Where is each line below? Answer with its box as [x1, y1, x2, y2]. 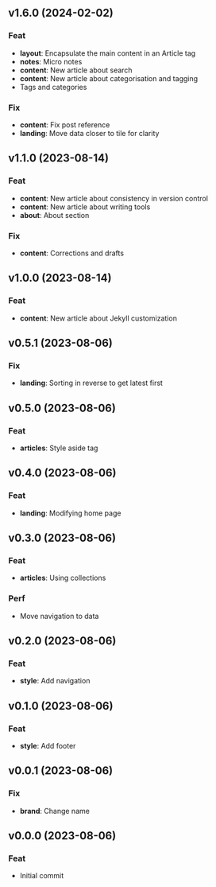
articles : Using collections [19, 573, 106, 583]
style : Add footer [19, 741, 76, 751]
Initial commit [19, 871, 64, 881]
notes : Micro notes [19, 56, 83, 66]
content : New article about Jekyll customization [19, 313, 177, 323]
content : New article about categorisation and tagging [19, 73, 199, 83]
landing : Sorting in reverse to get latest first [19, 378, 163, 388]
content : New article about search [19, 65, 133, 75]
